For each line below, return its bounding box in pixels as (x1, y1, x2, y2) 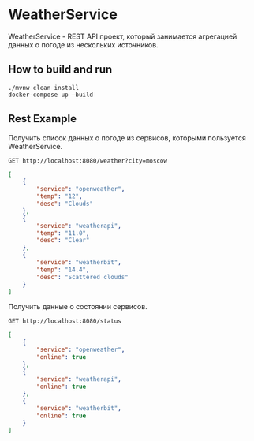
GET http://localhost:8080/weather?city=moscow (8, 156, 168, 165)
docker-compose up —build (8, 91, 93, 99)
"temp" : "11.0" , (36, 229, 90, 237)
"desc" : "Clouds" (36, 200, 93, 208)
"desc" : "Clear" (36, 237, 90, 245)
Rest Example (8, 112, 77, 125)
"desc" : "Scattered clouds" (36, 273, 129, 281)
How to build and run (8, 63, 113, 77)
